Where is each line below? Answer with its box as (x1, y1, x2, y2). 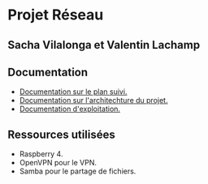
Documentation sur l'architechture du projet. (19, 96, 168, 105)
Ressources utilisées (7, 127, 115, 141)
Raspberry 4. (19, 149, 63, 159)
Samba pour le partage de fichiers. (19, 166, 136, 176)
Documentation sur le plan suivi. (19, 87, 128, 96)
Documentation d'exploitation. (19, 104, 121, 114)
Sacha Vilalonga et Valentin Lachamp (7, 38, 201, 52)
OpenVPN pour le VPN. (19, 158, 97, 168)
